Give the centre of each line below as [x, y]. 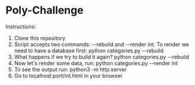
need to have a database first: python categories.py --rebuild [89, 50]
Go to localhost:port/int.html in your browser [68, 76]
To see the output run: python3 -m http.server [70, 69]
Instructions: [21, 27]
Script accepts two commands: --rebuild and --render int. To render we [101, 44]
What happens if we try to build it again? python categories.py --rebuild [102, 57]
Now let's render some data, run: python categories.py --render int [96, 63]
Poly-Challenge [44, 10]
